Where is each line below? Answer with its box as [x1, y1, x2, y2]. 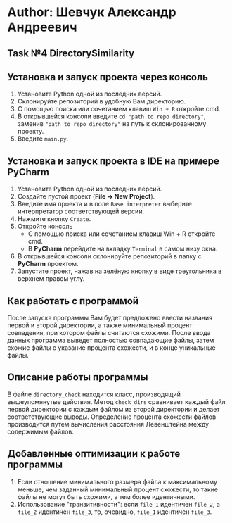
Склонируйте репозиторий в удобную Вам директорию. [17, 97, 186, 106]
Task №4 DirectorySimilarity [7, 47, 135, 59]
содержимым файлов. [7, 427, 74, 436]
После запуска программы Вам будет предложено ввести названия [7, 314, 213, 322]
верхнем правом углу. [17, 275, 85, 283]
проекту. [17, 127, 44, 136]
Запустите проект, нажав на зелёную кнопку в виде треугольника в [17, 267, 222, 275]
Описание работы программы [7, 371, 148, 384]
